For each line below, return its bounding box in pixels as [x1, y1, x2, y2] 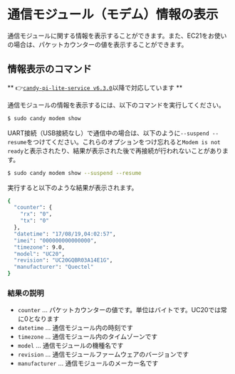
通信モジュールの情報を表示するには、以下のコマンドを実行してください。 [7, 100, 226, 109]
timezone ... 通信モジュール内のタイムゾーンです [17, 332, 158, 341]
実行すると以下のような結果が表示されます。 [7, 183, 138, 192]
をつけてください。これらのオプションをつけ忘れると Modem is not [26, 137, 221, 146]
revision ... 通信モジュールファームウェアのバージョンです [17, 350, 189, 359]
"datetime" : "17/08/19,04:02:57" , [14, 230, 116, 237]
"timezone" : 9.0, [14, 243, 66, 251]
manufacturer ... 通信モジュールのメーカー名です [17, 359, 159, 368]
